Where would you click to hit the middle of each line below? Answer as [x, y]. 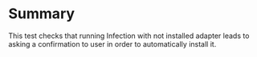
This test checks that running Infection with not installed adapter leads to [129, 36]
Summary [41, 14]
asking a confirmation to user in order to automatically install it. [112, 44]
